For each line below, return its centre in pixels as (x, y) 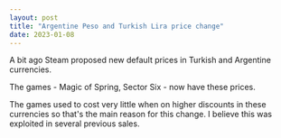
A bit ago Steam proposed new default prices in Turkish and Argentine (140, 60)
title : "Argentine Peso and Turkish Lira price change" (117, 26)
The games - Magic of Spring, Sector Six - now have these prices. (132, 87)
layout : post (34, 18)
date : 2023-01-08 (42, 34)
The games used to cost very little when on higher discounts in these (138, 105)
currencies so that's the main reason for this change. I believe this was (141, 115)
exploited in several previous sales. (75, 124)
